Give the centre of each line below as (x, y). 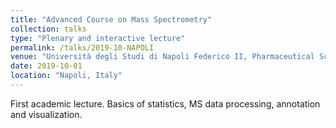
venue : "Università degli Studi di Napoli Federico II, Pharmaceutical (162, 57)
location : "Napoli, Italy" (66, 76)
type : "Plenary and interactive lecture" (98, 38)
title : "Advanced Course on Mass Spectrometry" (111, 19)
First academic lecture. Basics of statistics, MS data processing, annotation (165, 103)
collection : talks (48, 29)
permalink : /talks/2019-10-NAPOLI (82, 47)
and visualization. (46, 114)
